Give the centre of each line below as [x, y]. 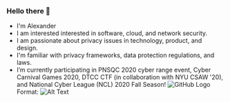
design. [27, 48]
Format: [28, 92]
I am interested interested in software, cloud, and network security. [112, 33]
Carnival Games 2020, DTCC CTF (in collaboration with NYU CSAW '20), [120, 77]
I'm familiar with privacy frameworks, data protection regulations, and [115, 55]
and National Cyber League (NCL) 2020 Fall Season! [91, 85]
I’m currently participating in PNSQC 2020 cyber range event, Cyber [114, 70]
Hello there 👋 [29, 11]
